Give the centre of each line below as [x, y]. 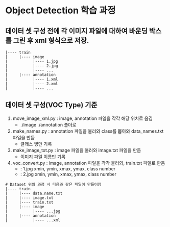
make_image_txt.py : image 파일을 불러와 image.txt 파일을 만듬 [77, 150]
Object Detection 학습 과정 [60, 10]
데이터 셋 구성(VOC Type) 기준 [51, 105]
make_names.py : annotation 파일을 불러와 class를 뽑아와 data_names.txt [88, 131]
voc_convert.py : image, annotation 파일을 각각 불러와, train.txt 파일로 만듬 [89, 163]
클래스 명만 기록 [36, 144]
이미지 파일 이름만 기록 [43, 157]
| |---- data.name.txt [34, 193]
